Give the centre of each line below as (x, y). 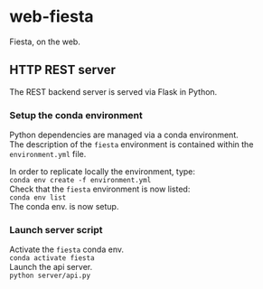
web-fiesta (52, 17)
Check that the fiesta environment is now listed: (100, 189)
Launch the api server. (51, 267)
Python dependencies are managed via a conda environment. (124, 135)
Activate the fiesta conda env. (67, 249)
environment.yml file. (48, 154)
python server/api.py (50, 276)
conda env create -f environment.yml (80, 181)
